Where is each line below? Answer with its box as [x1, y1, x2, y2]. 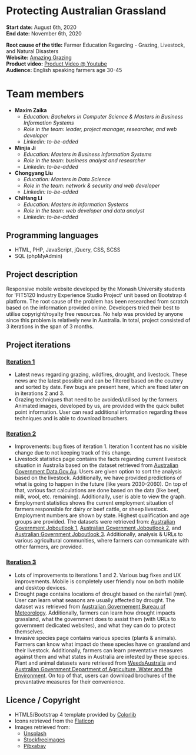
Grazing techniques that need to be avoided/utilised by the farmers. [14, 396, 179, 403]
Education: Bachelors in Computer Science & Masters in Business [23, 113, 184, 120]
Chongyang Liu [14, 169, 53, 177]
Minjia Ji [14, 144, 36, 151]
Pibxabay [23, 742, 46, 749]
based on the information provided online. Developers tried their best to [6, 304, 180, 311]
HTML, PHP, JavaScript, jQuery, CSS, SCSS [14, 246, 121, 253]
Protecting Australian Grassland [6, 4, 167, 18]
